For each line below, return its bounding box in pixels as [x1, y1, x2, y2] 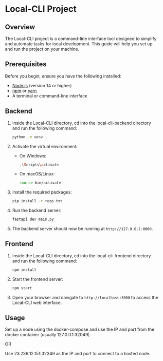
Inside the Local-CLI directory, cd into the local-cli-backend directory [12, 120, 151, 126]
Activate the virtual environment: [12, 143, 78, 149]
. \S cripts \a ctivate [19, 162, 59, 167]
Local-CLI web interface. [12, 300, 62, 305]
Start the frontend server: [12, 276, 63, 282]
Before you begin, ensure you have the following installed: [5, 73, 122, 79]
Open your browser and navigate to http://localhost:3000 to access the [12, 294, 159, 300]
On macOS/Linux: [19, 171, 55, 177]
